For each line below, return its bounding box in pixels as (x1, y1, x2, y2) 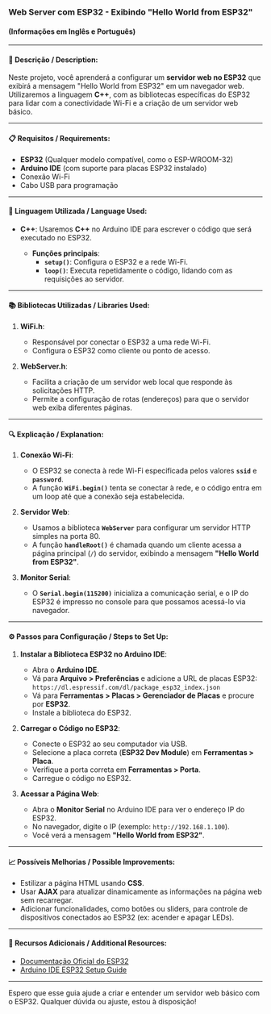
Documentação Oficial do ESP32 (19, 956, 129, 966)
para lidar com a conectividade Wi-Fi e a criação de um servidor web (8, 98, 239, 108)
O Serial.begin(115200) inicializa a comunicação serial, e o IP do (31, 588, 249, 599)
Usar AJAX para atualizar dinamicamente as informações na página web (19, 887, 262, 896)
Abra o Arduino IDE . (31, 665, 99, 675)
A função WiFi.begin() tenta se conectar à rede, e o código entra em (31, 483, 262, 493)
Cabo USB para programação (19, 180, 119, 190)
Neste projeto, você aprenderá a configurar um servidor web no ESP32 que (8, 73, 261, 82)
